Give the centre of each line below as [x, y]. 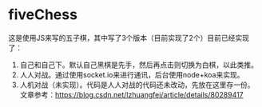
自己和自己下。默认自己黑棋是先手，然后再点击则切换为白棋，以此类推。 [139, 65]
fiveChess [43, 15]
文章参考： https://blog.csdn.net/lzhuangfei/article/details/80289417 [131, 94]
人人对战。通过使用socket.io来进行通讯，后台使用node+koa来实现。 [132, 74]
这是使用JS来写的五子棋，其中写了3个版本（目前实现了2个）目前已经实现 [129, 38]
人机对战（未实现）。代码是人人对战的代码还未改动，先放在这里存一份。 [137, 85]
